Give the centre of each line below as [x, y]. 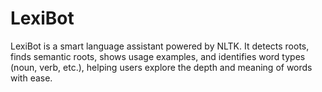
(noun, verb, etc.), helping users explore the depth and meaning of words [161, 67]
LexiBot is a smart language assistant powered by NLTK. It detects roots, [160, 46]
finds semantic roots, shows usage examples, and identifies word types [158, 56]
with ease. [31, 78]
